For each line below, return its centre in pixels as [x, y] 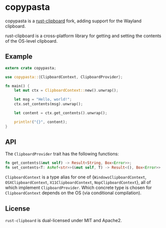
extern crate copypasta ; [31, 68]
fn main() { [17, 86]
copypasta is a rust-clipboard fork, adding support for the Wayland [73, 21]
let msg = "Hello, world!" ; [43, 100]
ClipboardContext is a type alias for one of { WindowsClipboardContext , [76, 177]
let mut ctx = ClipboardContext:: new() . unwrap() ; [66, 91]
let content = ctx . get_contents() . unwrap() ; [61, 113]
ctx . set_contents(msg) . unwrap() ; [49, 104]
